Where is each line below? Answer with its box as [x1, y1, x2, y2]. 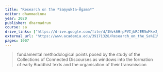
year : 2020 [5, 16, 27, 21]
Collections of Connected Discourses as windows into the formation [16, 56, 153, 62]
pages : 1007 [5, 38, 29, 43]
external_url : [5, 34, 34, 39]
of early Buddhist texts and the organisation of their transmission [16, 61, 147, 67]
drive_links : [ [5, 29, 36, 34]
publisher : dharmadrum [5, 20, 51, 25]
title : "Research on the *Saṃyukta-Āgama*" [5, 7, 95, 12]
